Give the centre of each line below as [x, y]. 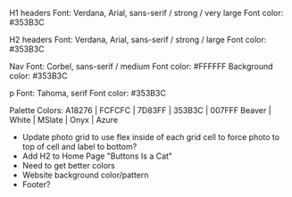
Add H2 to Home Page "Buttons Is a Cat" [97, 156]
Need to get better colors [69, 165]
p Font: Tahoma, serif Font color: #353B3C [88, 93]
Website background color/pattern [85, 175]
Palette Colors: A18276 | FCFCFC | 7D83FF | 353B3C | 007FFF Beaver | [140, 110]
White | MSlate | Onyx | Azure [64, 120]
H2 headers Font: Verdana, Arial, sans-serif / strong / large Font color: [138, 40]
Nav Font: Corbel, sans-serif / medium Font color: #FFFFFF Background [142, 66]
